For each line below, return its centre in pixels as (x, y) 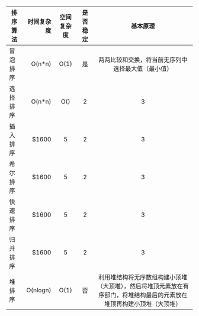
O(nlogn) (39, 290)
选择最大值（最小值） (143, 69)
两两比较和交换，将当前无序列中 (143, 60)
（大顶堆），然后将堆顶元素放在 (140, 286)
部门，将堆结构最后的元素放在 (146, 295)
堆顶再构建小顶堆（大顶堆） (143, 304)
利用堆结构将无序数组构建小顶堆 (143, 277)
